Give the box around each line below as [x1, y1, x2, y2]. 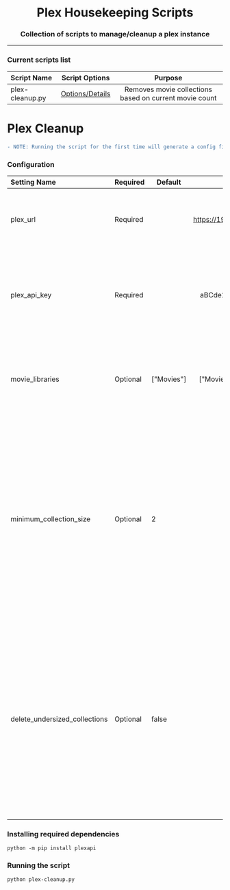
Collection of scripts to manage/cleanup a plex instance [20, 30, 210, 39]
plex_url [10, 214, 36, 224]
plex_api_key [10, 290, 52, 299]
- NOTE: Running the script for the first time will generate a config [7, 143, 216, 150]
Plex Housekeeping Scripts [36, 5, 194, 21]
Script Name [10, 73, 53, 82]
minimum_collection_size [10, 514, 91, 523]
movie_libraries [10, 374, 60, 384]
